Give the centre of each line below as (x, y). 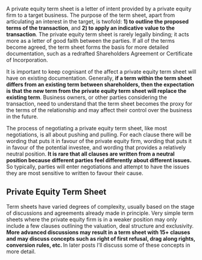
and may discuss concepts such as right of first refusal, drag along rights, (101, 238)
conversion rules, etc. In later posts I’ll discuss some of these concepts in (98, 245)
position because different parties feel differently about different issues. (99, 160)
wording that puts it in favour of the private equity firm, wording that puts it (99, 141)
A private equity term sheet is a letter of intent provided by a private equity (99, 9)
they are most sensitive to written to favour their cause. (75, 173)
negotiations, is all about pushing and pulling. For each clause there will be (99, 135)
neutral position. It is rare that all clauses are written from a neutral (90, 154)
